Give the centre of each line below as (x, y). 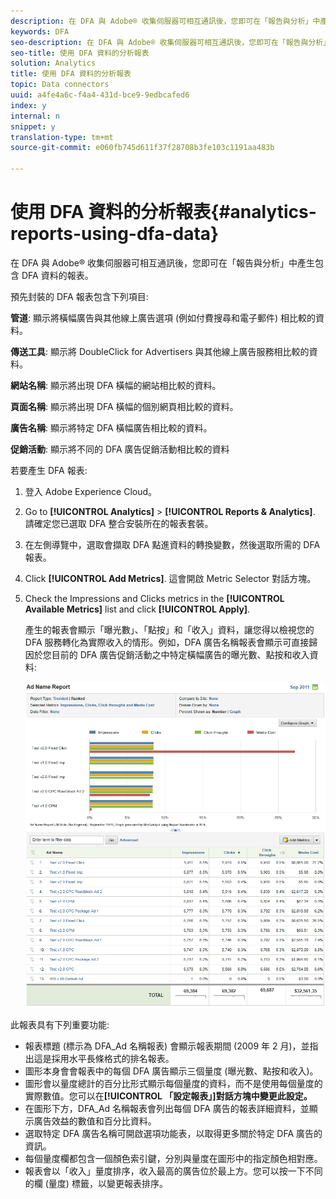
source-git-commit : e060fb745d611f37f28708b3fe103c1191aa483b (142, 148)
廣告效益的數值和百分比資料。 (95, 1121)
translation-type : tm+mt (62, 137)
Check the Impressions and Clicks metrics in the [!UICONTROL (154, 598)
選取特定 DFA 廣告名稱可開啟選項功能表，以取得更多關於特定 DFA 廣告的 (173, 1133)
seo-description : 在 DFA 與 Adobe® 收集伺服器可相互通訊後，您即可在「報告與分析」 (171, 42)
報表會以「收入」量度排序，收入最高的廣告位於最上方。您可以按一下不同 (173, 1171)
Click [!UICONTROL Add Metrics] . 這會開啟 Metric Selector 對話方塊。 (170, 578)
